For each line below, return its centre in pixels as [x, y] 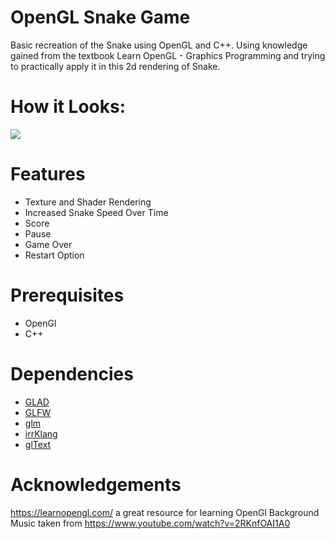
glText [38, 444]
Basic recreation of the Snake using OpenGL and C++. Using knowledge [159, 45]
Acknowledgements [96, 484]
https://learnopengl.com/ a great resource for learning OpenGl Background [165, 512]
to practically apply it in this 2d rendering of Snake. [115, 66]
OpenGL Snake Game [100, 17]
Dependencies [72, 373]
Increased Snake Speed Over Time [96, 212]
